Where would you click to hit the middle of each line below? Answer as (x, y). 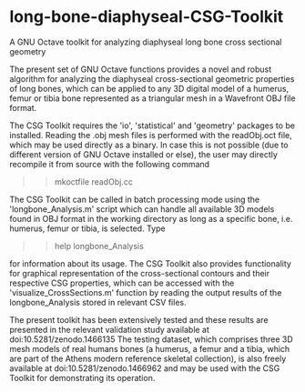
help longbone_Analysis (99, 246)
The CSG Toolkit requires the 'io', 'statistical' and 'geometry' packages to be (152, 126)
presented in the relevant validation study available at (109, 329)
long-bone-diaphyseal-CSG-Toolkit (147, 17)
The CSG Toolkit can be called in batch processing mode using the (135, 199)
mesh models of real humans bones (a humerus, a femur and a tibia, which (150, 348)
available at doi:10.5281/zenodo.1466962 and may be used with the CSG (145, 368)
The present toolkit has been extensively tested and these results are (139, 319)
